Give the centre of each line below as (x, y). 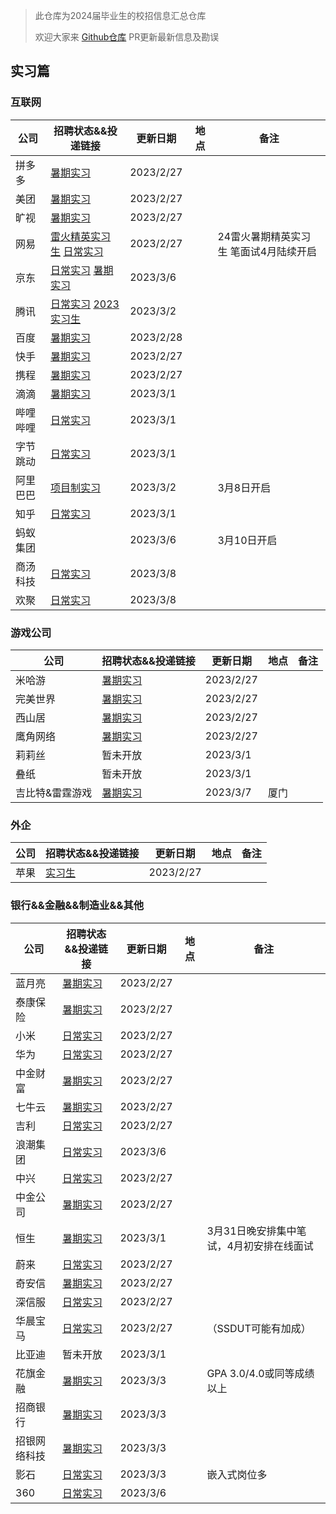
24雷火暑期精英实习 (264, 236)
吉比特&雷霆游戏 (54, 792)
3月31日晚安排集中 (251, 1231)
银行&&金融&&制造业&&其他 (77, 906)
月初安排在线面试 (273, 1246)
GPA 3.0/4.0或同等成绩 (260, 1373)
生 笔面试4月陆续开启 (267, 251)
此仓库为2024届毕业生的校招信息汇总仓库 (120, 15)
